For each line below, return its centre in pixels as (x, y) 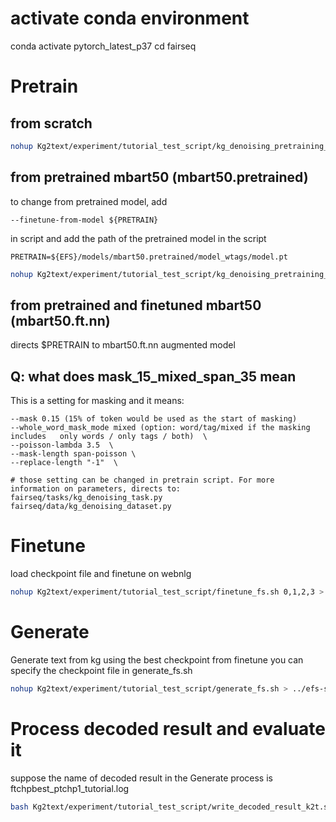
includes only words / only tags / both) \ (109, 437)
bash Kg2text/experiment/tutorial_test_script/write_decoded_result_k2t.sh (171, 807)
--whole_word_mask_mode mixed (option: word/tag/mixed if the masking (160, 428)
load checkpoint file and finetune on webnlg (101, 574)
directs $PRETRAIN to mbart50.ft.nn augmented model (123, 345)
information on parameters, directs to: (96, 489)
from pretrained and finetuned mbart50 (136, 305)
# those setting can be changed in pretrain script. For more (142, 480)
